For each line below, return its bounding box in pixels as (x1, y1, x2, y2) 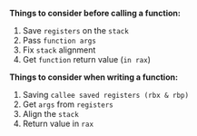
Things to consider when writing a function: (9, 72, 179, 83)
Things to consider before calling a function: (9, 8, 182, 18)
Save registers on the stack (22, 25, 129, 35)
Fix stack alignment (22, 44, 96, 55)
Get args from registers (22, 99, 113, 110)
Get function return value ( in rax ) (22, 54, 152, 64)
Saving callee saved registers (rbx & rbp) (22, 90, 189, 100)
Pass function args (22, 35, 97, 45)
